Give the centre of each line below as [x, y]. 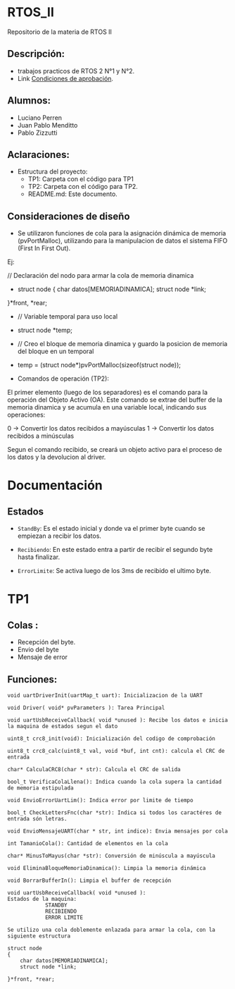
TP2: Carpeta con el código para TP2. [83, 187]
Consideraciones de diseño [69, 216]
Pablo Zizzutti [37, 133]
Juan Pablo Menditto [47, 125]
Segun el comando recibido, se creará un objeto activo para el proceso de [115, 450]
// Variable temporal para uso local [68, 317]
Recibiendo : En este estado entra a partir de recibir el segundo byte [115, 550]
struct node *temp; [45, 330]
